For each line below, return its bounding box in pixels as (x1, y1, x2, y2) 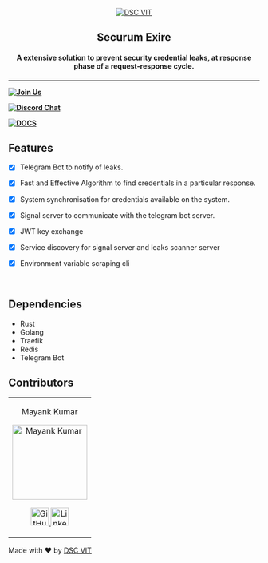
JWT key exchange (19, 226, 84, 236)
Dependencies (8, 298, 82, 311)
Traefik (19, 335, 44, 345)
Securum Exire (97, 30, 171, 44)
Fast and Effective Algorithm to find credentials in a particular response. (19, 178, 257, 188)
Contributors (8, 376, 74, 390)
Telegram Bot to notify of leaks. (19, 162, 124, 172)
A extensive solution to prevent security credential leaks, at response (16, 53, 252, 62)
